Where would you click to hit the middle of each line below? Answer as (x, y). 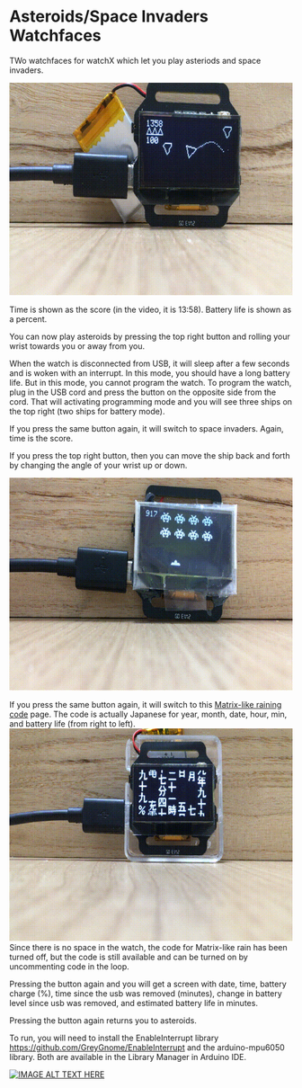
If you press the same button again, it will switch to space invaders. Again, (147, 428)
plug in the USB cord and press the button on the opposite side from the (143, 392)
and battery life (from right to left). (73, 723)
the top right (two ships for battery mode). (87, 411)
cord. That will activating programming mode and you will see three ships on (151, 401)
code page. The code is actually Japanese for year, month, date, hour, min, (148, 714)
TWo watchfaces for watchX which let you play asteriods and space (135, 60)
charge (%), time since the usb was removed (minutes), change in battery (146, 993)
